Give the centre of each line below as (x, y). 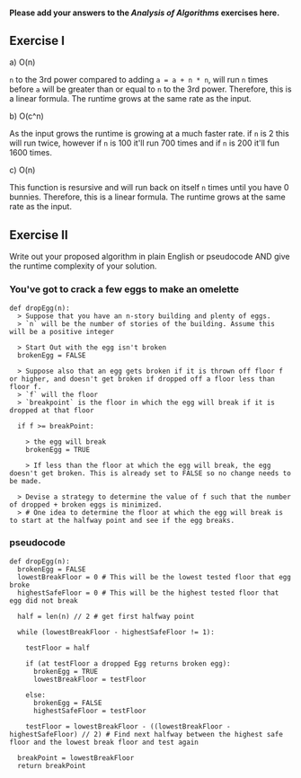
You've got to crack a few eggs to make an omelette (124, 289)
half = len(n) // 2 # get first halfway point (106, 616)
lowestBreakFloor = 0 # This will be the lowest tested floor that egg (155, 577)
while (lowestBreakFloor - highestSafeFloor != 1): (116, 632)
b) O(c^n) (27, 116)
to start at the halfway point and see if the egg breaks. (122, 520)
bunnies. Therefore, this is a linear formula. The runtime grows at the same (147, 197)
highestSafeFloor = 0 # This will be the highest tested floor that (148, 593)
